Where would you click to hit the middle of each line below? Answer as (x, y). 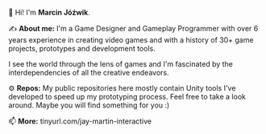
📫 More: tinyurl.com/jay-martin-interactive (80, 121)
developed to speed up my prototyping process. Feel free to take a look (127, 97)
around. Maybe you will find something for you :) (89, 105)
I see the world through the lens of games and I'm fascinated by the (121, 64)
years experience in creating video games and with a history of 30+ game (131, 40)
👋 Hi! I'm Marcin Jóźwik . (50, 12)
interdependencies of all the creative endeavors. (89, 73)
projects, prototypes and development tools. (82, 49)
